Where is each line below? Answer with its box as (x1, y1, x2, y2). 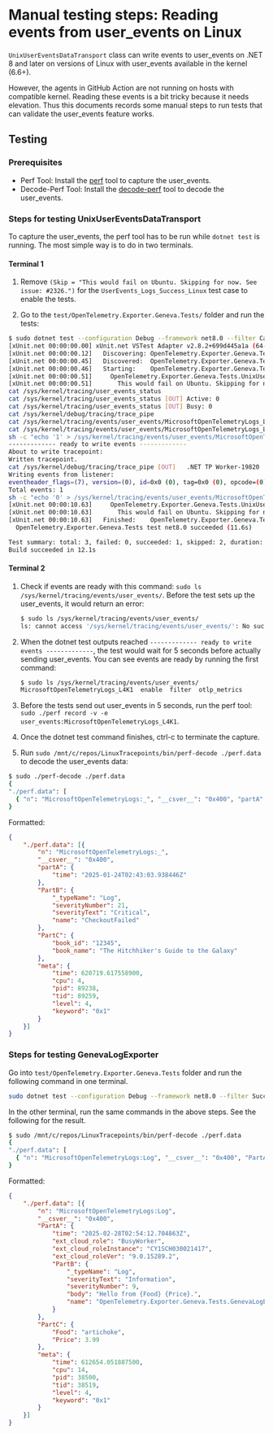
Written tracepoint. (8, 456, 79, 464)
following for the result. (8, 1115, 87, 1125)
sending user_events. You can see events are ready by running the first (19, 654, 258, 664)
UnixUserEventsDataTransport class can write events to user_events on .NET (8, 50, 263, 59)
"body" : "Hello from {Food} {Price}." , (66, 1290, 201, 1299)
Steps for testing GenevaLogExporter (8, 1049, 159, 1060)
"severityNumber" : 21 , (51, 901, 129, 909)
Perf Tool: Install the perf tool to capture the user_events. (19, 175, 211, 185)
